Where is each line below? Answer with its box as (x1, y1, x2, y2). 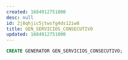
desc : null (6, 15, 34, 21)
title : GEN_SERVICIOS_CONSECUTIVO (6, 25, 94, 32)
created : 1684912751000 (6, 8, 66, 15)
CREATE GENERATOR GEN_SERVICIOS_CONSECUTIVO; (6, 48, 123, 55)
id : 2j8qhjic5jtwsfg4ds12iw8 (6, 20, 80, 26)
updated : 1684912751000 (6, 32, 66, 38)
